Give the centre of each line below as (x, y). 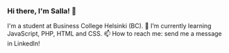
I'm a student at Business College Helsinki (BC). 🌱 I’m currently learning (109, 26)
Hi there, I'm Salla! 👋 (42, 11)
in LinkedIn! (24, 43)
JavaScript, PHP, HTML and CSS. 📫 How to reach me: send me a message (114, 34)
